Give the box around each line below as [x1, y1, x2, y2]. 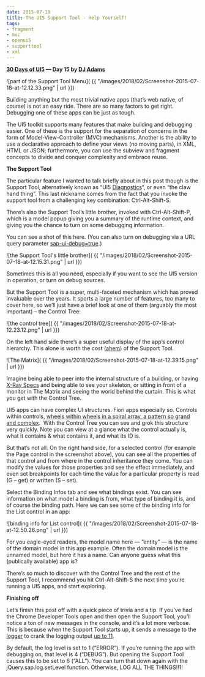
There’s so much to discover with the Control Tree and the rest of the [6, 569, 181, 577]
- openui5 [6, 37, 32, 43]
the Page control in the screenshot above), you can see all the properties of [6, 451, 197, 458]
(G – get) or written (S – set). [6, 476, 78, 484]
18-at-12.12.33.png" [6, 84, 56, 91]
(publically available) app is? [6, 558, 78, 565]
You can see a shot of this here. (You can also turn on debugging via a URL [6, 233, 196, 241]
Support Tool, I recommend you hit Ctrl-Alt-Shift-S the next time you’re [6, 576, 185, 583]
